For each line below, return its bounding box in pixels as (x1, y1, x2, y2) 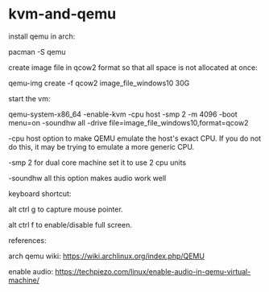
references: (8, 235, 47, 245)
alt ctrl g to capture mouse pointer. (8, 204, 123, 214)
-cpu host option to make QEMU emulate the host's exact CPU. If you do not (8, 134, 262, 143)
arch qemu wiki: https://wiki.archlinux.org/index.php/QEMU (8, 251, 205, 261)
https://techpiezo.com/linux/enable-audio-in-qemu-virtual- (55, 266, 251, 276)
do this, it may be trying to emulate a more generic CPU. (8, 142, 195, 151)
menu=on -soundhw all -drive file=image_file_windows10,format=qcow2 (8, 117, 249, 127)
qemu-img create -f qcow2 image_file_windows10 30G (8, 78, 190, 88)
